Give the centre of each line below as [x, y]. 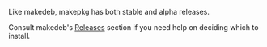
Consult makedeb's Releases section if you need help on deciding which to [133, 27]
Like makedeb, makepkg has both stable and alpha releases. [109, 12]
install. [19, 36]
